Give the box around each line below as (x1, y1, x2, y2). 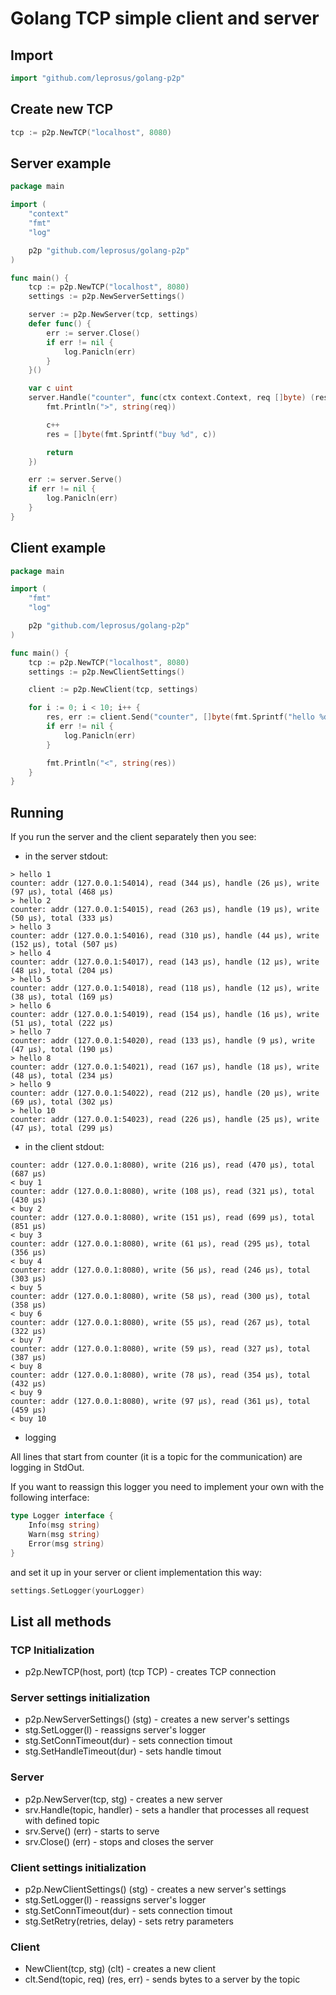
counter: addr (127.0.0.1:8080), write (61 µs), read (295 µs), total (10, 1239, 311, 1249)
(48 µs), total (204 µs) (10, 966, 114, 976)
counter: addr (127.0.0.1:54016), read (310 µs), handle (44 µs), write (10, 931, 320, 941)
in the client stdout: (24, 1141, 105, 1153)
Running (10, 804, 65, 821)
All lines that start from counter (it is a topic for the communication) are (10, 1451, 303, 1463)
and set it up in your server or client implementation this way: (10, 1566, 262, 1578)
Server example (10, 155, 112, 172)
